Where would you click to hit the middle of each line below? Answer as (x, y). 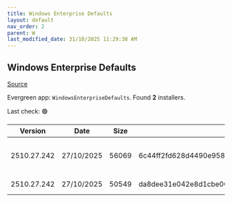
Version (33, 131)
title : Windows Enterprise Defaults (60, 13)
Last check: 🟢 (28, 111)
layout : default (30, 20)
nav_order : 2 (26, 26)
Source (17, 84)
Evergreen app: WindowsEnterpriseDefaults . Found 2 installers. (96, 97)
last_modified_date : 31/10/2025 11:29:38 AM (72, 39)
